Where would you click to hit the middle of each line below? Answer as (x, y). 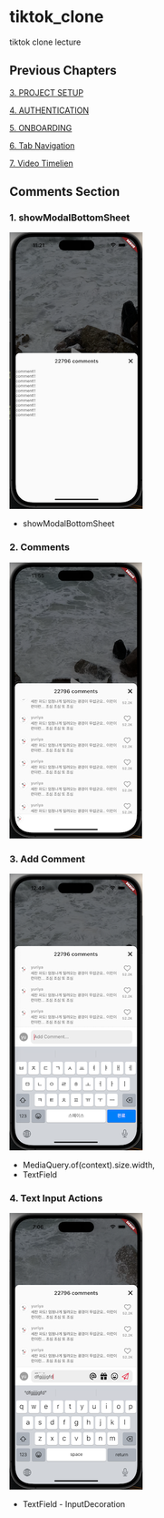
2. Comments (40, 547)
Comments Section (65, 192)
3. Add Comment (48, 859)
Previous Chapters (63, 71)
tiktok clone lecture (45, 42)
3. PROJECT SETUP (47, 92)
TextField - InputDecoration (74, 1504)
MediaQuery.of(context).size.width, (89, 1165)
